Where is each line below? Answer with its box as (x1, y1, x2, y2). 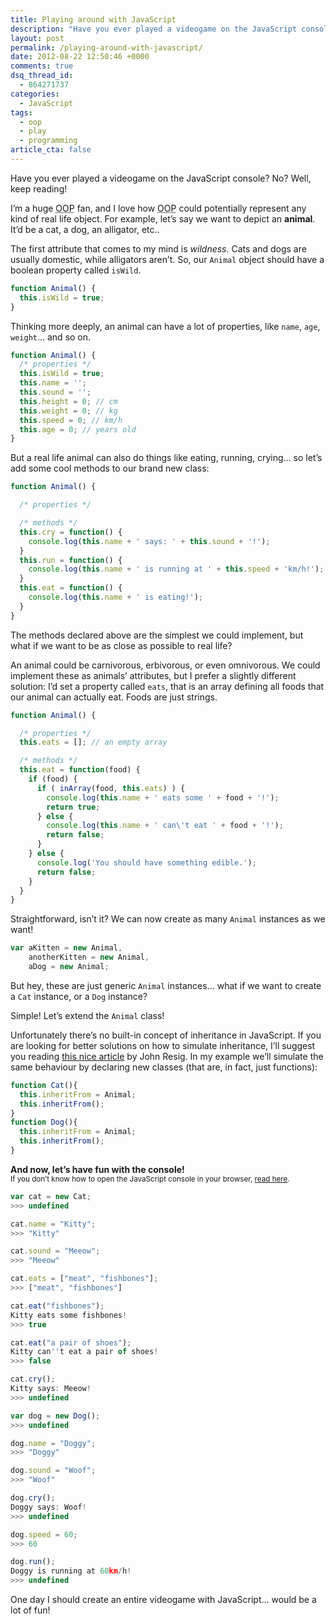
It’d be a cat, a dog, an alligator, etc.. (10, 223, 160, 235)
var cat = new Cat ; (10, 1191, 92, 1201)
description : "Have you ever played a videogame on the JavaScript (10, 24, 298, 34)
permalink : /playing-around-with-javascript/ (10, 42, 203, 53)
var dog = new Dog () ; (10, 1411, 101, 1421)
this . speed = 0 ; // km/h (19, 415, 123, 425)
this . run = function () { (19, 555, 123, 565)
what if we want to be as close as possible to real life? (10, 639, 233, 651)
